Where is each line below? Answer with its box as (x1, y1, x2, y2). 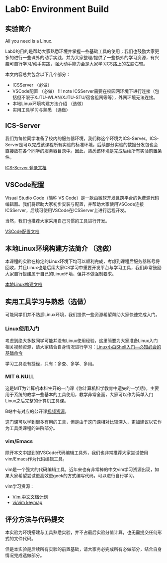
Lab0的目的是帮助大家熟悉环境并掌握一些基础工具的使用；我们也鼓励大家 (5, 48, 155, 54)
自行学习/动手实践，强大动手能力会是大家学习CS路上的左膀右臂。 (13, 61, 148, 67)
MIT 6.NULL (5, 373, 35, 380)
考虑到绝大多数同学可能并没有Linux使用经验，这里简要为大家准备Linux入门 (5, 338, 158, 343)
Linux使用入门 (5, 325, 39, 332)
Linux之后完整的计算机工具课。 (5, 397, 69, 404)
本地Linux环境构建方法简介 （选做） (5, 244, 116, 253)
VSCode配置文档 (5, 228, 40, 234)
